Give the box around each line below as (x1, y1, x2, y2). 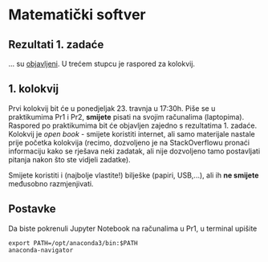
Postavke (8, 203, 56, 216)
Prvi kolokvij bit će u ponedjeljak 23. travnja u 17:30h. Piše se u (8, 103, 216, 113)
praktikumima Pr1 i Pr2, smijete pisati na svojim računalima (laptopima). (8, 112, 245, 121)
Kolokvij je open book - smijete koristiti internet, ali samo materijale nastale (8, 129, 255, 138)
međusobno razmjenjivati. (8, 178, 94, 188)
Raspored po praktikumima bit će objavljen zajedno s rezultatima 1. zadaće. (8, 121, 258, 130)
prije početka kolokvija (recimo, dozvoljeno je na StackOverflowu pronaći (8, 137, 250, 147)
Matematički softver (8, 6, 146, 24)
